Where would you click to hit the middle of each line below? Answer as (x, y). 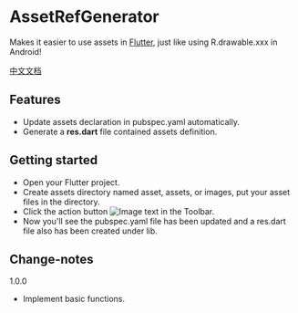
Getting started (54, 160)
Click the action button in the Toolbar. (118, 211)
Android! (26, 51)
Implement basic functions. (74, 299)
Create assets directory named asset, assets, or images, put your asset (156, 192)
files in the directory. (61, 202)
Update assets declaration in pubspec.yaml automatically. (131, 121)
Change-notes (51, 259)
